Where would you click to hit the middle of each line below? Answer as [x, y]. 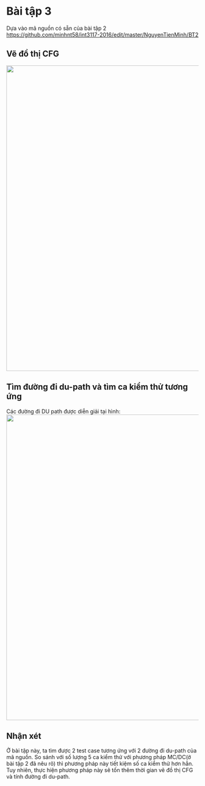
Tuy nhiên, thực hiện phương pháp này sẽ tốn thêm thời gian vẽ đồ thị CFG [100, 770]
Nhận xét [24, 736]
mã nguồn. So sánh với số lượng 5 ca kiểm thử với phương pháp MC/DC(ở [99, 757]
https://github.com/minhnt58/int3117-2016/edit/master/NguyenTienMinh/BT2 [103, 34]
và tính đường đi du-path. [38, 777]
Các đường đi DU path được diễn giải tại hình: [63, 411]
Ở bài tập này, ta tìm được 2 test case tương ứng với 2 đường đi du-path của [102, 751]
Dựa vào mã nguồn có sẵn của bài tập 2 [56, 28]
